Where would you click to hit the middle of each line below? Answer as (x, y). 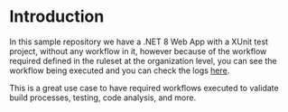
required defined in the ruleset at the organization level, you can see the (143, 61)
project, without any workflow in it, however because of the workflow (138, 51)
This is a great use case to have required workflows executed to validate (144, 88)
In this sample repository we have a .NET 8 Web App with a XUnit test (139, 42)
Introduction (57, 17)
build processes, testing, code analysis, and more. (103, 98)
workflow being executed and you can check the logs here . (120, 70)
